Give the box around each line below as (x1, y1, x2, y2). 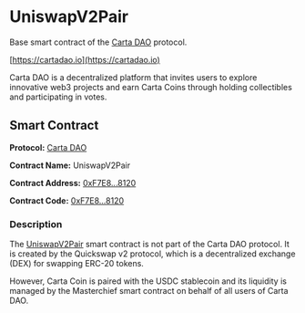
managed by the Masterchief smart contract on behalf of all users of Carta (9, 286, 289, 297)
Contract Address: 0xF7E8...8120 (9, 177, 137, 188)
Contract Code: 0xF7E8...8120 (9, 194, 125, 206)
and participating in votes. (9, 91, 107, 102)
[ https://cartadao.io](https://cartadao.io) (9, 54, 161, 65)
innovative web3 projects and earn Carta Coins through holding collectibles (9, 81, 293, 92)
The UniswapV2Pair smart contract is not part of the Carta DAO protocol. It (9, 239, 290, 250)
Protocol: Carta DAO (9, 141, 87, 152)
